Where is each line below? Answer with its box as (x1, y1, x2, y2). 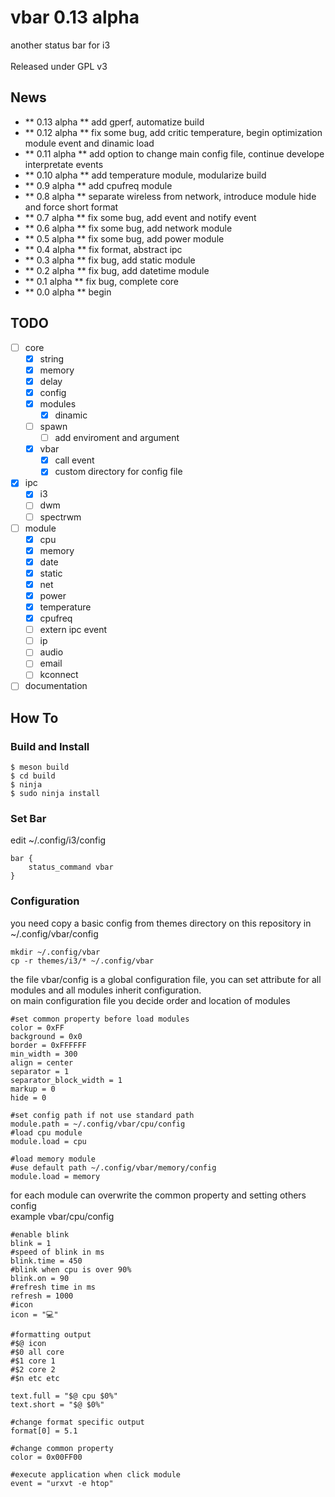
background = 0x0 (10, 1031, 83, 1041)
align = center (10, 1057, 74, 1068)
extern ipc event (39, 624, 108, 636)
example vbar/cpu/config (10, 1210, 115, 1222)
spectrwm (39, 511, 82, 523)
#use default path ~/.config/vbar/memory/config (10, 1162, 217, 1173)
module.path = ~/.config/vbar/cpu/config (10, 1119, 186, 1129)
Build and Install (10, 739, 90, 753)
